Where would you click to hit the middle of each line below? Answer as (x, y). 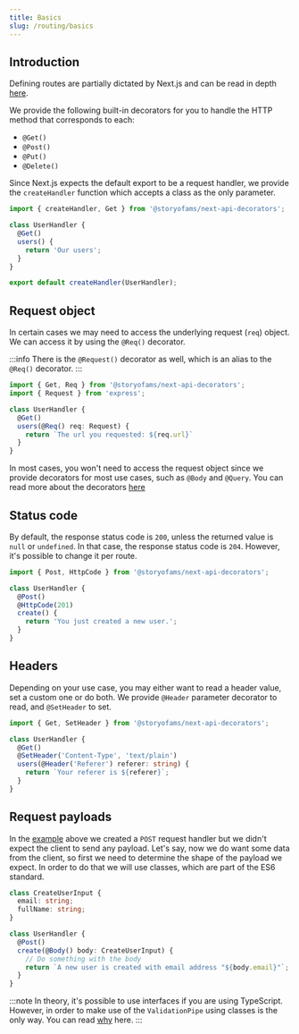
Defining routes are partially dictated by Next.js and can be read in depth (143, 84)
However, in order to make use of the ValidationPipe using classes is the (144, 1011)
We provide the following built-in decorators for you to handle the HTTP (141, 110)
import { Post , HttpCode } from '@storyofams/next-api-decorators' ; (139, 572)
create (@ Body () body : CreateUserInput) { (96, 950)
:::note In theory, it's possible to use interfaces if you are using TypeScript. (146, 1001)
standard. (27, 877)
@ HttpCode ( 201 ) (46, 605)
